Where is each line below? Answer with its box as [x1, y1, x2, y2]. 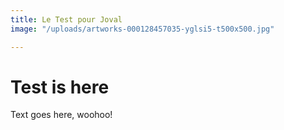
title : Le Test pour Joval [10, 14, 123, 25]
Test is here [10, 76, 110, 98]
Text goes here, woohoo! [10, 109, 113, 121]
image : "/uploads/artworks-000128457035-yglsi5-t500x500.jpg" [10, 24, 275, 34]
